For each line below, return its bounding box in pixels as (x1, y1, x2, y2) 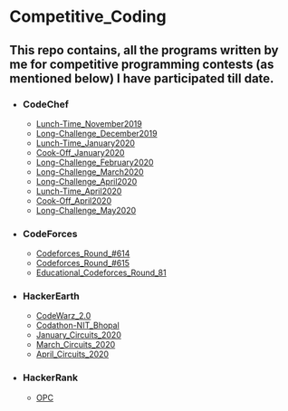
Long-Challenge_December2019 (35, 128, 158, 139)
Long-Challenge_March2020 (35, 166, 144, 177)
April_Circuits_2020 (35, 349, 110, 359)
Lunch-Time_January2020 (35, 138, 136, 148)
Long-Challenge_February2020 (35, 157, 154, 167)
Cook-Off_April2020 (35, 195, 111, 205)
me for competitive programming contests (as (9, 56, 274, 72)
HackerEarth (22, 290, 80, 302)
